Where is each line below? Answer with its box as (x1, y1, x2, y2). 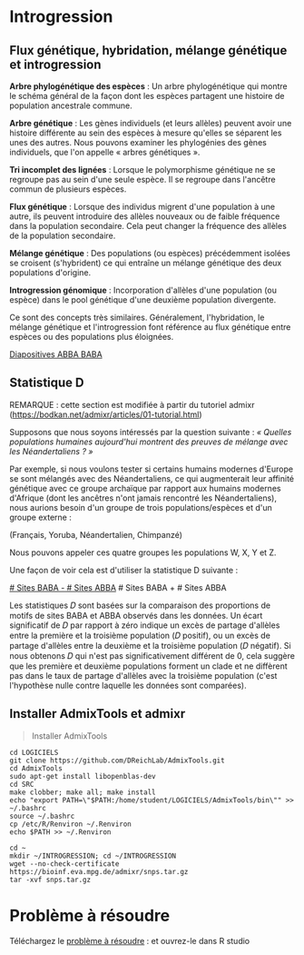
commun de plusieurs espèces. (9, 184, 127, 194)
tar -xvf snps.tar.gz (9, 875, 92, 884)
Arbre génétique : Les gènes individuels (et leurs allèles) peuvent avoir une (9, 118, 292, 128)
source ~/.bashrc (9, 811, 75, 821)
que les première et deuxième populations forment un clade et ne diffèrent (9, 661, 288, 671)
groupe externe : (9, 512, 73, 522)
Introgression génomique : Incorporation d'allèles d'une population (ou (9, 284, 277, 295)
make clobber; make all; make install (9, 788, 156, 797)
